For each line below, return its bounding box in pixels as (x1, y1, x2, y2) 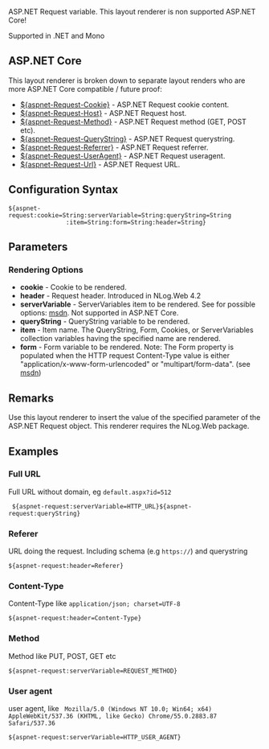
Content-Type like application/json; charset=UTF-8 (8, 599, 181, 608)
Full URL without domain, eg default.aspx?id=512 (8, 487, 172, 496)
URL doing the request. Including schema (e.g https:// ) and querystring (8, 546, 248, 556)
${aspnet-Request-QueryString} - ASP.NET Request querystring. (19, 134, 235, 143)
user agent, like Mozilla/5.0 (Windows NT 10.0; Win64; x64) (8, 704, 213, 713)
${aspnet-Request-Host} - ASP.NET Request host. (19, 108, 187, 117)
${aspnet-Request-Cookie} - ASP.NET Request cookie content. (19, 100, 230, 109)
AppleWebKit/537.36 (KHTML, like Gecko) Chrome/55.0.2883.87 (8, 712, 218, 720)
